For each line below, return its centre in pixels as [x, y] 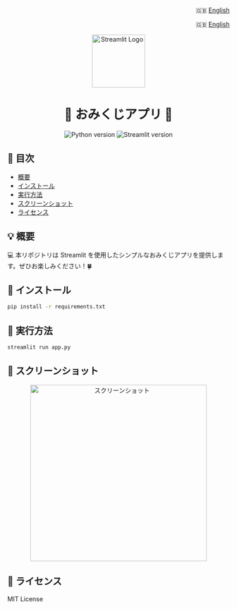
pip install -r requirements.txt [56, 307]
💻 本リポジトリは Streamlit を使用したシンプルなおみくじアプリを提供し [113, 255]
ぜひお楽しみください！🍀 [55, 266]
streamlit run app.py [39, 348]
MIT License [25, 598]
